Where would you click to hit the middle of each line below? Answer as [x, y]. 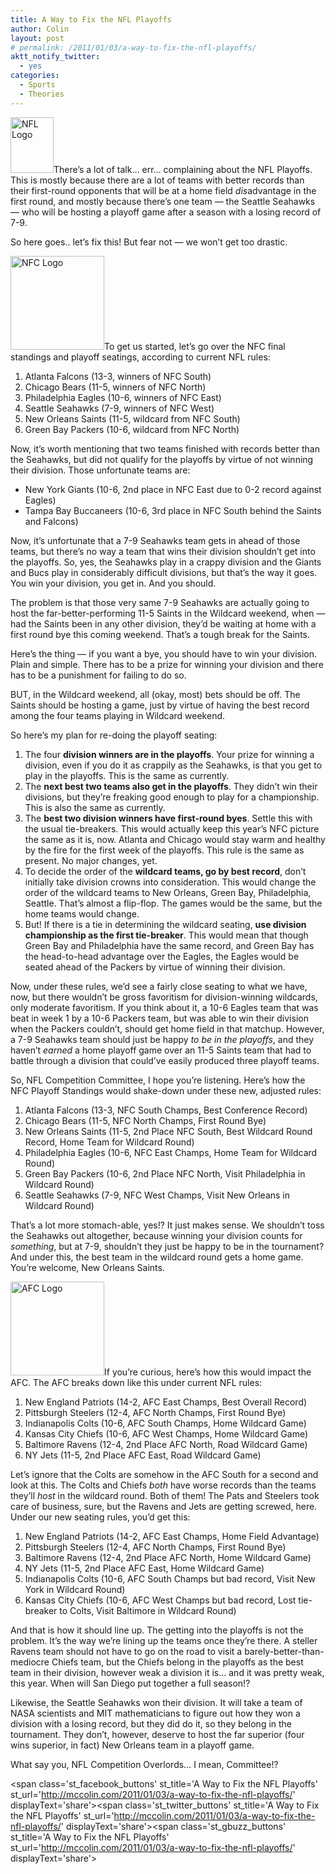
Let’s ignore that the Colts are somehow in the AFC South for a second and [164, 1474]
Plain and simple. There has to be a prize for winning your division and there [167, 664]
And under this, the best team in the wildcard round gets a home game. [157, 1257]
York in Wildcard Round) [75, 1589]
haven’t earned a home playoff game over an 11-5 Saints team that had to [161, 1050]
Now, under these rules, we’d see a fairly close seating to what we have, [159, 986]
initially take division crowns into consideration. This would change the [170, 882]
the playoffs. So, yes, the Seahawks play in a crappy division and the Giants [166, 562]
